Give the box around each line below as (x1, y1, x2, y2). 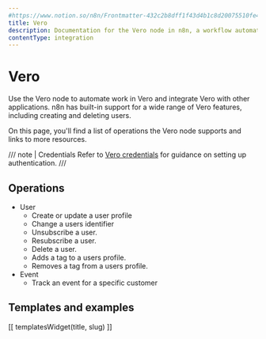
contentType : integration (8, 33, 93, 42)
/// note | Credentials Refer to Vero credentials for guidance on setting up (8, 150, 247, 159)
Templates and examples (8, 301, 135, 314)
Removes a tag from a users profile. (31, 261, 149, 270)
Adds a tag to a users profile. (31, 253, 127, 262)
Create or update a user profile (31, 211, 132, 220)
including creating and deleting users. (8, 111, 132, 120)
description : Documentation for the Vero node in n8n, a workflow (8, 26, 232, 34)
